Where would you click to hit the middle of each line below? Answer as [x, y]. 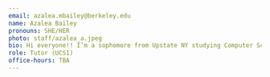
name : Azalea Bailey [43, 23]
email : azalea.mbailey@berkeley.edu [70, 16]
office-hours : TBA [39, 61]
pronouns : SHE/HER [39, 30]
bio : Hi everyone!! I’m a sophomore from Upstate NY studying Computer [131, 46]
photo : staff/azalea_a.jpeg [55, 38]
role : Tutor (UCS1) [41, 53]
